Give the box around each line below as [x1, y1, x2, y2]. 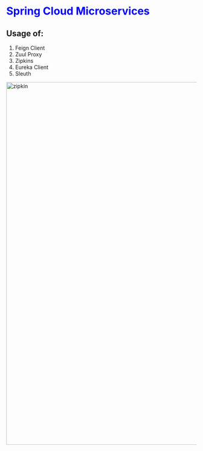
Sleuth [14, 70, 31, 77]
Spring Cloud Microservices [6, 4, 150, 18]
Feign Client [14, 44, 45, 51]
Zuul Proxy [14, 51, 42, 58]
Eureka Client [14, 63, 49, 71]
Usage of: [6, 28, 44, 39]
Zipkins [14, 57, 34, 64]
